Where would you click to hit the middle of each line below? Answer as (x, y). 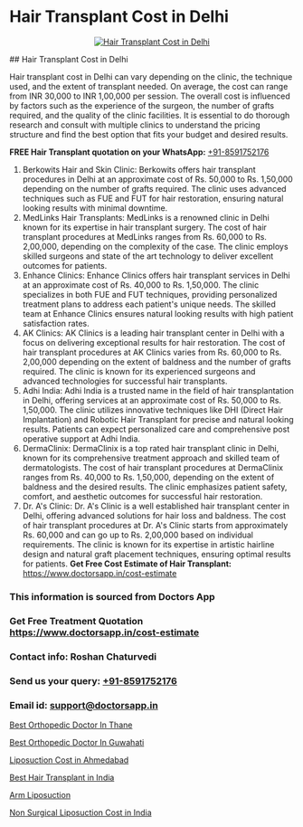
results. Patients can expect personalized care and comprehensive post (156, 429)
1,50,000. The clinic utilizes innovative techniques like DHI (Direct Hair (152, 410)
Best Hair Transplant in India (62, 777)
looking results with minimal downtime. (95, 208)
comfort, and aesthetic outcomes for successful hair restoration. (142, 496)
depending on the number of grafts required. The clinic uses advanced (154, 188)
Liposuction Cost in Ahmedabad (69, 760)
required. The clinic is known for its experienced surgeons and (139, 371)
